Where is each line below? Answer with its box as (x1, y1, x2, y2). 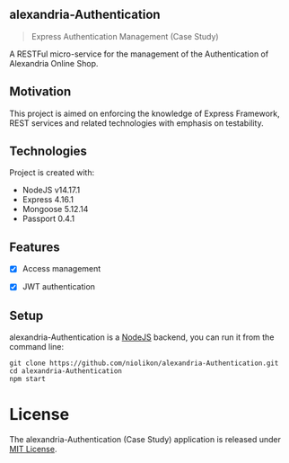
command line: (9, 342, 65, 352)
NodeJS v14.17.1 (22, 184, 81, 196)
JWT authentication (22, 281, 96, 292)
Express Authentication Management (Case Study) (31, 31, 219, 41)
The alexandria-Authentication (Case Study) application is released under (9, 434, 281, 445)
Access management (22, 263, 101, 274)
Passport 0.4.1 (22, 213, 74, 224)
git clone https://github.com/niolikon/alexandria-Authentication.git (9, 359, 279, 368)
